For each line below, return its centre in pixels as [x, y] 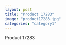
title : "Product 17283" [30, 14]
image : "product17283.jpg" [33, 19]
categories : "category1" [31, 24]
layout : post [19, 10]
